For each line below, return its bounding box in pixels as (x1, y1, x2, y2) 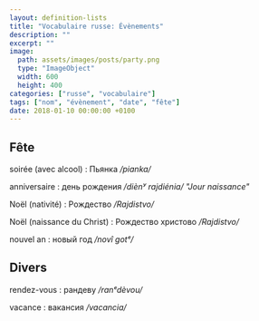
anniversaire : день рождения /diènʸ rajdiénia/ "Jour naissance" (9, 181, 250, 192)
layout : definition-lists (9, 13, 107, 23)
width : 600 (17, 73, 59, 82)
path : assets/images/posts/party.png (17, 55, 160, 64)
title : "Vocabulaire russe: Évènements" (9, 22, 165, 31)
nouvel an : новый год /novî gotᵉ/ (9, 234, 134, 245)
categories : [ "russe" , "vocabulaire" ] (9, 89, 156, 98)
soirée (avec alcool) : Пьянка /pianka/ (9, 164, 151, 175)
